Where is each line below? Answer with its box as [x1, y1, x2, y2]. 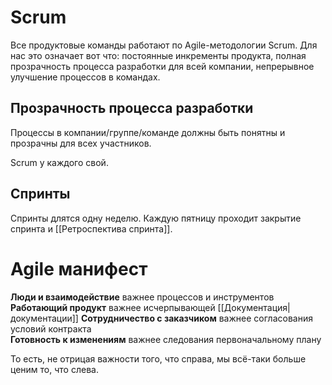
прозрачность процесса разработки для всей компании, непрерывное [10, 60, 315, 72]
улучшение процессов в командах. [10, 71, 161, 83]
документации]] [10, 312, 79, 324]
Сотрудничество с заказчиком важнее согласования [80, 312, 313, 324]
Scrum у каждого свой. [10, 156, 109, 168]
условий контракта [10, 322, 92, 335]
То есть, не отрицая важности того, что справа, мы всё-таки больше [10, 352, 307, 365]
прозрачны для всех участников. [10, 137, 152, 149]
